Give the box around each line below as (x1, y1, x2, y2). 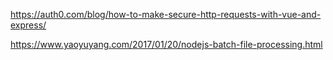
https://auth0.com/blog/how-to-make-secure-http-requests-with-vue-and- (10, 9, 322, 20)
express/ (10, 19, 47, 31)
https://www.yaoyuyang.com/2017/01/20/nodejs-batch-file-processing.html (10, 39, 323, 50)
